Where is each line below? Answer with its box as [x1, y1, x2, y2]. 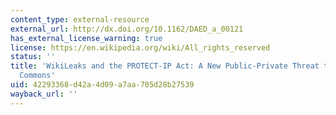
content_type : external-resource [10, 14, 150, 25]
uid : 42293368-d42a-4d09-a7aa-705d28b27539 [10, 80, 195, 90]
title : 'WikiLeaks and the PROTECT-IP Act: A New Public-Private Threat [10, 61, 320, 71]
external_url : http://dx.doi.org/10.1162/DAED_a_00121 [10, 24, 244, 34]
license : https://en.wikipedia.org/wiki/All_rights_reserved [10, 42, 271, 53]
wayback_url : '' [10, 89, 78, 99]
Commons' [19, 71, 56, 81]
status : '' [10, 52, 56, 62]
